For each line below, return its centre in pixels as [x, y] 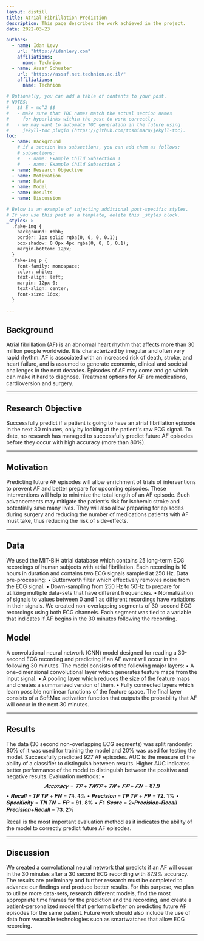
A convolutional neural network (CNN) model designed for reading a [92, 652]
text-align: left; [40, 277]
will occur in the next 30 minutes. [48, 704]
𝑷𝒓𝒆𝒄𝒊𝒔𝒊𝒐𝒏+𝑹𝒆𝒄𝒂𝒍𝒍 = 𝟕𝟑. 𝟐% [40, 809]
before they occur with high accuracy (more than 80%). [76, 442]
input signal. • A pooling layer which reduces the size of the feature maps [98, 678]
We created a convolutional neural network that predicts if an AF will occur [100, 868]
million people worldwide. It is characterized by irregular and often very [96, 351]
